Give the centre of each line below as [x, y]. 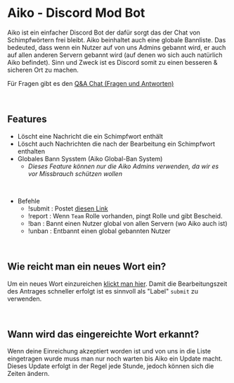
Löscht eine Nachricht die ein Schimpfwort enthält [90, 136]
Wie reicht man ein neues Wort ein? [87, 266]
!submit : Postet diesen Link [68, 208]
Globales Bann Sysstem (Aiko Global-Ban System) [90, 158]
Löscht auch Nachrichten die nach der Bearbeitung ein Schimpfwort [116, 144]
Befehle [28, 201]
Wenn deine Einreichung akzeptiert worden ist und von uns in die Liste [109, 351]
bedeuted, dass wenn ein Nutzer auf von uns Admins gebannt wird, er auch [117, 47]
